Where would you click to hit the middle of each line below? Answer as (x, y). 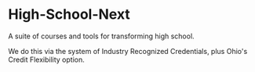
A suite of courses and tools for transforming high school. (101, 36)
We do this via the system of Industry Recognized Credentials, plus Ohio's (128, 51)
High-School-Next (69, 14)
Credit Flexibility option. (46, 59)
